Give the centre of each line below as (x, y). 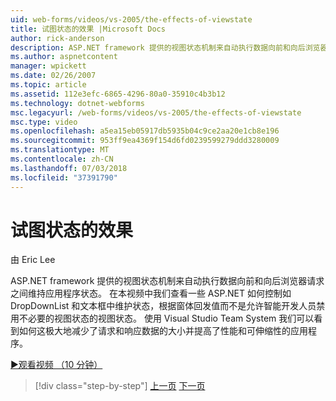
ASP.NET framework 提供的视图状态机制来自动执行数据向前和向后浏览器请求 (167, 281)
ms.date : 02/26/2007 (53, 76)
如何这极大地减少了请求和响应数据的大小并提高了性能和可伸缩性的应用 (163, 331)
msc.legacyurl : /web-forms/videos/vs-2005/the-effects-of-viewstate (156, 112)
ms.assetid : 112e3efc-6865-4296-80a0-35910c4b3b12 (118, 94)
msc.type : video (44, 122)
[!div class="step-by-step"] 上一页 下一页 (120, 386)
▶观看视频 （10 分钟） (56, 365)
